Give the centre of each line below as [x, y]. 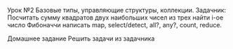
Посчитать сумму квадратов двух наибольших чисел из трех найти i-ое [115, 17]
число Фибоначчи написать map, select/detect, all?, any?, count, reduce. [115, 25]
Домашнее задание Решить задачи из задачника [81, 38]
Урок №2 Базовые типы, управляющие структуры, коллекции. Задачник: [117, 10]
